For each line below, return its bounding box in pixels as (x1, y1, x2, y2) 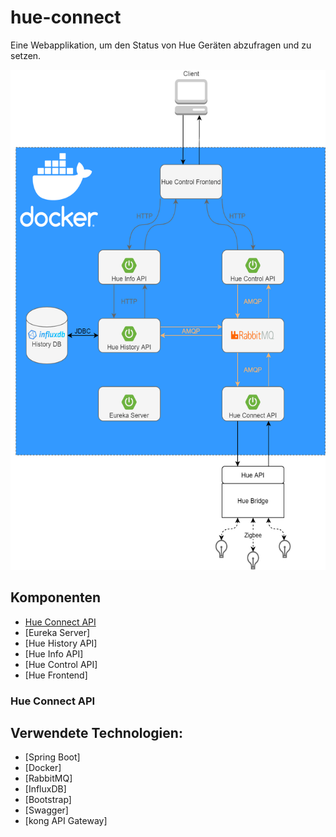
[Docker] (24, 762, 62, 774)
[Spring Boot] (24, 751, 81, 763)
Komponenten (10, 589, 102, 606)
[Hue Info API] (24, 647, 84, 660)
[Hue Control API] (24, 658, 98, 670)
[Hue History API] (24, 637, 98, 649)
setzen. (10, 49, 42, 61)
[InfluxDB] (24, 783, 67, 795)
